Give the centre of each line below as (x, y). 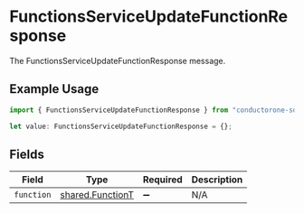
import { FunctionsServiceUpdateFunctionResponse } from (119, 110)
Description (217, 180)
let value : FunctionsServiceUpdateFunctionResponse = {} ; (121, 126)
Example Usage (54, 89)
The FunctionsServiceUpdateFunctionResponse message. (118, 60)
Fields (27, 154)
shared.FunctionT (97, 195)
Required (162, 180)
